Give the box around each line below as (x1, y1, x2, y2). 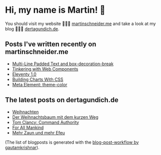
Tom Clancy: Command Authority (12, 119, 80, 125)
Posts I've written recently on (5, 40, 97, 49)
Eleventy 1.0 (12, 71, 37, 77)
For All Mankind (12, 125, 44, 130)
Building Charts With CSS (12, 76, 63, 82)
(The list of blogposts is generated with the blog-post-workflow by (5, 139, 139, 145)
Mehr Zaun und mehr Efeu (12, 129, 65, 135)
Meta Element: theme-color (12, 81, 67, 87)
